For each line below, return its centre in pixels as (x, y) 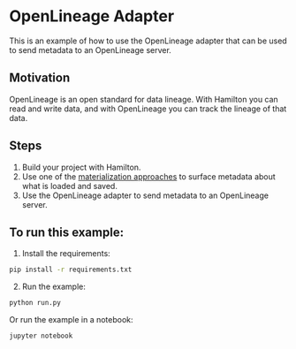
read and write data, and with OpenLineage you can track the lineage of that (148, 109)
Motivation (40, 78)
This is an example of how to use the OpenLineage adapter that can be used (148, 41)
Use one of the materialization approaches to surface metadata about (148, 176)
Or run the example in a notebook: (72, 320)
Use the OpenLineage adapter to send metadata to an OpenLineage (145, 195)
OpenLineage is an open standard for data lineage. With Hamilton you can (144, 99)
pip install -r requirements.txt (71, 270)
